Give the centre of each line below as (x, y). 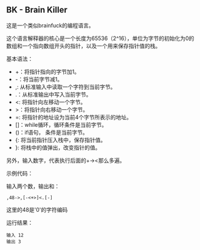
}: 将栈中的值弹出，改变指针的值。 (58, 147)
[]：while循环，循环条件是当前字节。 (61, 124)
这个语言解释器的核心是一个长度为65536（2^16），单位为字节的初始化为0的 (100, 38)
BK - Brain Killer (37, 10)
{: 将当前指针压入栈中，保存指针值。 (60, 140)
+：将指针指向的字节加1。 (47, 72)
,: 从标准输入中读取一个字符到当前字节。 (65, 87)
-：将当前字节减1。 (39, 79)
